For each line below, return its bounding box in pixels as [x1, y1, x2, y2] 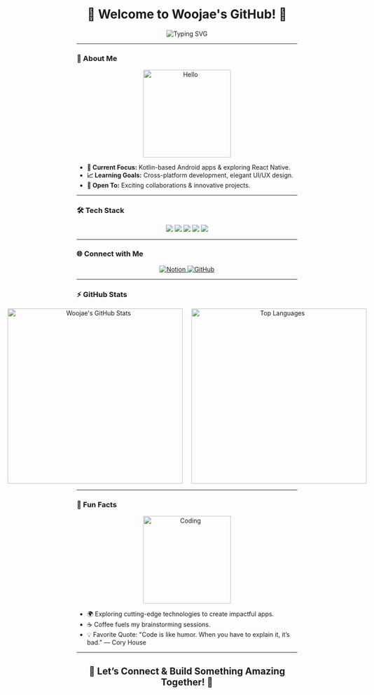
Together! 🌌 [160, 676, 214, 688]
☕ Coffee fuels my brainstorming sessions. [86, 620, 211, 629]
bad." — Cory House [86, 638, 146, 647]
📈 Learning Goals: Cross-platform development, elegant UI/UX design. [86, 171, 293, 179]
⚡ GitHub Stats [76, 289, 127, 299]
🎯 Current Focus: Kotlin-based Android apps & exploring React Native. [86, 163, 291, 172]
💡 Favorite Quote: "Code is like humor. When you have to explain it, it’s [86, 631, 290, 639]
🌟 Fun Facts [76, 500, 117, 510]
